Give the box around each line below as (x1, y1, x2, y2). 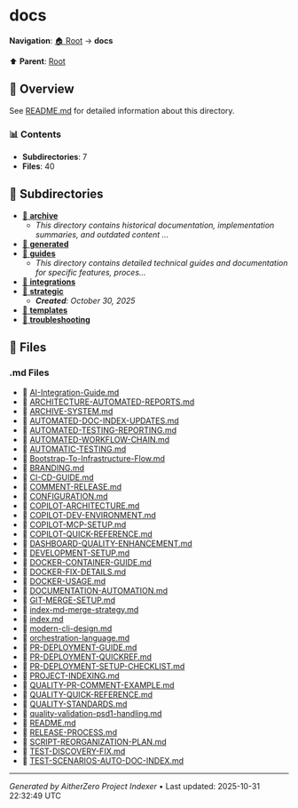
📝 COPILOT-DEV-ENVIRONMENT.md (21, 509, 157, 520)
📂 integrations (21, 276, 76, 287)
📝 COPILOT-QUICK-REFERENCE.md (21, 528, 153, 539)
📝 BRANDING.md (21, 462, 85, 473)
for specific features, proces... (35, 267, 146, 277)
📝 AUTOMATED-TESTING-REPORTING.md (21, 424, 177, 436)
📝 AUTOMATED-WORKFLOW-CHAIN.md (21, 434, 170, 444)
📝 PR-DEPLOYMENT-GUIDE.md (21, 642, 137, 652)
